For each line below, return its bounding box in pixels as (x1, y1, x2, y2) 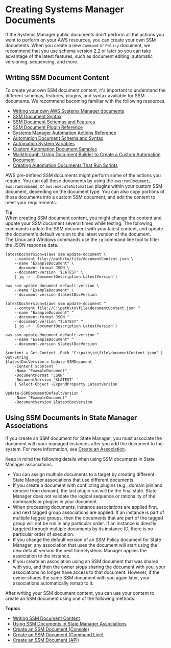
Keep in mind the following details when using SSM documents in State (5, 456, 155, 462)
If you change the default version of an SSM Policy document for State (12, 536, 161, 543)
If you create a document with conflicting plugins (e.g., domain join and (12, 482, 163, 488)
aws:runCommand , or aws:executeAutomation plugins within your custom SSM (5, 183, 163, 189)
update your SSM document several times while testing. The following (5, 220, 153, 226)
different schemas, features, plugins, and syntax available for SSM (5, 92, 145, 98)
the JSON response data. (5, 242, 59, 248)
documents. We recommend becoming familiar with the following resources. (5, 98, 166, 104)
